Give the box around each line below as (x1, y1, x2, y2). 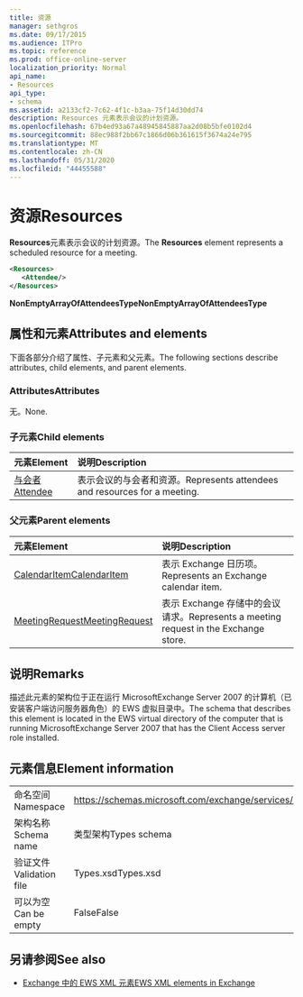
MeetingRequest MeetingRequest (14, 614, 153, 627)
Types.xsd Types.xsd (73, 867, 161, 880)
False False (73, 907, 119, 919)
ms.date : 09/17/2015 (9, 30, 87, 39)
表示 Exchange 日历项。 (161, 557, 263, 570)
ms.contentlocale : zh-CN (9, 147, 103, 156)
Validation (14, 868, 56, 881)
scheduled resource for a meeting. (9, 247, 138, 258)
